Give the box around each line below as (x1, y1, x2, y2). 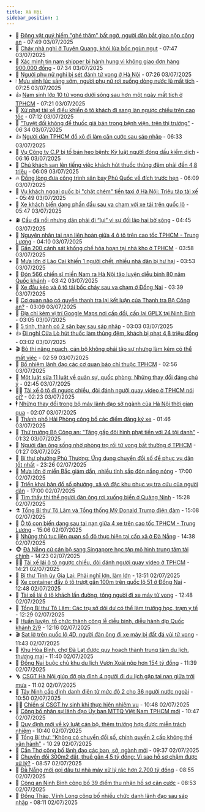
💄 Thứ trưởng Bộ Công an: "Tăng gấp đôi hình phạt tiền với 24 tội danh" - (15, 428, 199, 435)
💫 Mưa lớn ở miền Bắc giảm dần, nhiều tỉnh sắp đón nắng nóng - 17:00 (15, 467, 193, 475)
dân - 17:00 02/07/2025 (15, 487, 75, 494)
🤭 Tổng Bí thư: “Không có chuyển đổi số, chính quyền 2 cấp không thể (15, 733, 193, 741)
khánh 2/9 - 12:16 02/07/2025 (15, 624, 91, 631)
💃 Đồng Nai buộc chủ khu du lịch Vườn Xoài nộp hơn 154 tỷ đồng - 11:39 (15, 659, 197, 666)
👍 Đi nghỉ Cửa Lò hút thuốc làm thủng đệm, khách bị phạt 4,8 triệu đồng (15, 329, 199, 337)
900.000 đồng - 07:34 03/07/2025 (15, 64, 103, 71)
